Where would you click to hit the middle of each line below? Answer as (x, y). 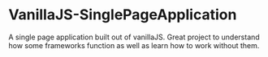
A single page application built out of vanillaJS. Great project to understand (134, 37)
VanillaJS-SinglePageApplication (123, 15)
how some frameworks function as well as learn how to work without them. (134, 45)
